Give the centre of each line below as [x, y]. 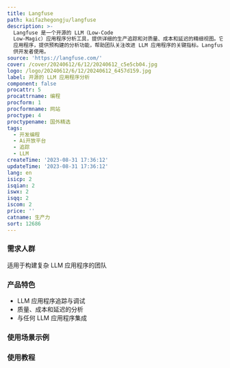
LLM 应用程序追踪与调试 [51, 301]
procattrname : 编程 [34, 97]
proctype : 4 [24, 115]
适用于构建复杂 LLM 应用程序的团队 [57, 265]
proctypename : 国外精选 [39, 122]
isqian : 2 [21, 186]
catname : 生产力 [29, 217]
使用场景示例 [28, 338]
